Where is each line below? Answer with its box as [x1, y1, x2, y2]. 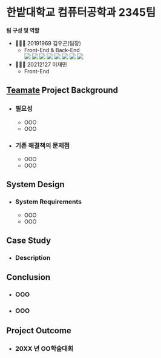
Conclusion [6, 272, 51, 282]
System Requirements [15, 197, 82, 206]
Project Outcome [6, 325, 71, 336]
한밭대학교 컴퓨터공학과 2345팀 [6, 5, 156, 19]
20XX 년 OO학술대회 [15, 345, 74, 353]
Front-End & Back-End [24, 46, 80, 53]
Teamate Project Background [6, 85, 119, 96]
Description [15, 253, 51, 262]
